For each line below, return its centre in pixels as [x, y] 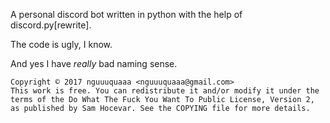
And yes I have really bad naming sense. [94, 63]
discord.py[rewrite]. [51, 25]
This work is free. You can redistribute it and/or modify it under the [165, 91]
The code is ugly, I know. [61, 44]
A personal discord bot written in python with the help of [126, 14]
